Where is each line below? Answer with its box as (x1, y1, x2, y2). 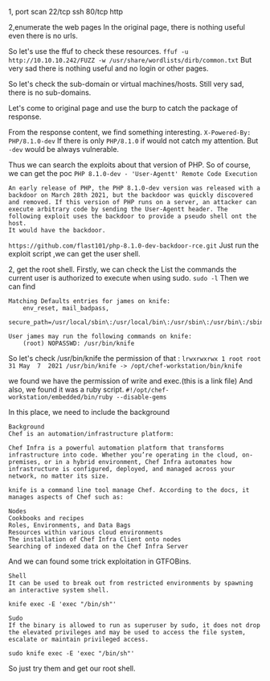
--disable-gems (116, 393, 167, 401)
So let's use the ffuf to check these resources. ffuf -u (8, 47, 189, 55)
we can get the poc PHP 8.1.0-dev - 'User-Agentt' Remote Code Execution (8, 169, 258, 178)
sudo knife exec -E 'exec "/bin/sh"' (8, 650, 135, 658)
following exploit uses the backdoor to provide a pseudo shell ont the (8, 212, 257, 220)
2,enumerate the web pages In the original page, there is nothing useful (8, 23, 245, 31)
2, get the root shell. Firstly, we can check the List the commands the (8, 265, 237, 274)
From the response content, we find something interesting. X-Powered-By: (8, 128, 252, 137)
